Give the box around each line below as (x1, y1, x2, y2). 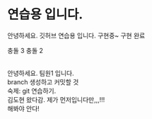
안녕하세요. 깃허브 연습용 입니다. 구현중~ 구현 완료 (7, 31, 146, 40)
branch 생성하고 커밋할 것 (7, 77, 79, 86)
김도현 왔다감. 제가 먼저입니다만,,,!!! (7, 95, 105, 103)
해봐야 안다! (7, 104, 40, 113)
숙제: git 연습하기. (7, 86, 57, 95)
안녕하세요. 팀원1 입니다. (7, 69, 74, 77)
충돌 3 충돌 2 (7, 46, 44, 55)
